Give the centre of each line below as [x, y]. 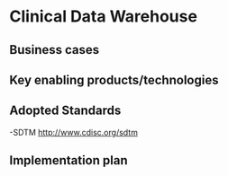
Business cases [55, 50]
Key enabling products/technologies [114, 79]
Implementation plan [68, 160]
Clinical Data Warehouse [104, 17]
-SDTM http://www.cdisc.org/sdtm [73, 132]
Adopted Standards [65, 111]
